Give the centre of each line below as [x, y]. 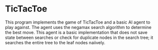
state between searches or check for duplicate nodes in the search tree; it [79, 37]
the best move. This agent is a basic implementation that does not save [76, 32]
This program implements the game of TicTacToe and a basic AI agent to [78, 22]
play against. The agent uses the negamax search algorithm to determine [78, 27]
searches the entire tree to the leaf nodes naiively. [55, 42]
